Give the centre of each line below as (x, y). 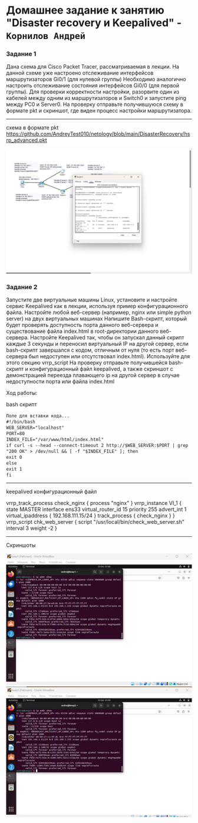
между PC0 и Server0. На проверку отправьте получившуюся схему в (95, 105)
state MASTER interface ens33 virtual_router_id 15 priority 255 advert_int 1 (96, 510)
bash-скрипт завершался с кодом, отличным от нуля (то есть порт (90, 350)
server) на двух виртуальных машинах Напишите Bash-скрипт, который (97, 319)
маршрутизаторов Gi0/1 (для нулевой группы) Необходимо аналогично (96, 79)
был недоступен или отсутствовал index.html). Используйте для (109, 357)
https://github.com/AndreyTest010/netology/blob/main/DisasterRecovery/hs (98, 134)
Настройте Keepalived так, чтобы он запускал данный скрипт (107, 338)
